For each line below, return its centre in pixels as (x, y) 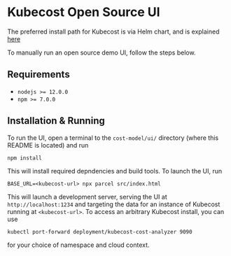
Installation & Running (56, 121)
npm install (24, 158)
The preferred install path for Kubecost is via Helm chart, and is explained (113, 31)
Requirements (38, 74)
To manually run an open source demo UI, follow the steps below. (101, 52)
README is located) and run (48, 145)
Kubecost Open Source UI (84, 12)
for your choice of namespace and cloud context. (78, 245)
